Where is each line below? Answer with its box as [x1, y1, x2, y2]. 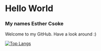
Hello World [5, 3, 53, 14]
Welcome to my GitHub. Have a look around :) [5, 31, 97, 37]
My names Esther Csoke [5, 20, 64, 27]
